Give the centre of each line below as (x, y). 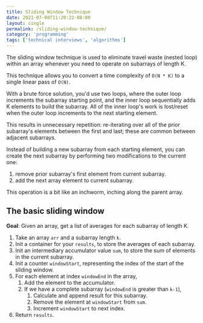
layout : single (25, 23)
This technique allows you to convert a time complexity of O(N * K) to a (95, 75)
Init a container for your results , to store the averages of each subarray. (105, 244)
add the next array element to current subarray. (74, 180)
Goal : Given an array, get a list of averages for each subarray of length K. (98, 225)
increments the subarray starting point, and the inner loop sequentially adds (101, 100)
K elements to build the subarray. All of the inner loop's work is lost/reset (97, 106)
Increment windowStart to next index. (79, 308)
